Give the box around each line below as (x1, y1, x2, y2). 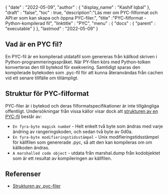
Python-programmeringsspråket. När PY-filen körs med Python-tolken (5, 59, 151, 65)
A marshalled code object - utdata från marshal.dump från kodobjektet (12, 150, 160, 156)
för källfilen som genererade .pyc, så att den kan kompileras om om (12, 139, 152, 145)
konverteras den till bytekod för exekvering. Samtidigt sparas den (5, 64, 141, 70)
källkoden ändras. (12, 144, 50, 150)
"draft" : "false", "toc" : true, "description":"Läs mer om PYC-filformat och (5, 10, 158, 16)
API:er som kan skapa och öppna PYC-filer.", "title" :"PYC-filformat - (5, 15, 147, 21)
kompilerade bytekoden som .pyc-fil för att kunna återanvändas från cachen (5, 69, 163, 75)
